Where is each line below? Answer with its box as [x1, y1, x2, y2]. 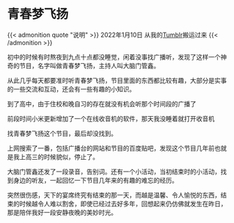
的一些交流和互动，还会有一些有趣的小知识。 [7, 85, 136, 93]
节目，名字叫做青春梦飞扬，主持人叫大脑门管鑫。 [19, 61, 160, 69]
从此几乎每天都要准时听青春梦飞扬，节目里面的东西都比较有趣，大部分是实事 [7, 76, 227, 84]
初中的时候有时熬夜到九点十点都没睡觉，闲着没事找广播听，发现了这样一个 [7, 53, 221, 61]
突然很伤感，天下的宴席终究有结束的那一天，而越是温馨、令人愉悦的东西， [7, 190, 221, 199]
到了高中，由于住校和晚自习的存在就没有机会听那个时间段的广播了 [7, 99, 196, 108]
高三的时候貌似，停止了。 [25, 152, 99, 160]
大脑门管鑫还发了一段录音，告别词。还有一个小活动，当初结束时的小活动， [7, 167, 221, 176]
